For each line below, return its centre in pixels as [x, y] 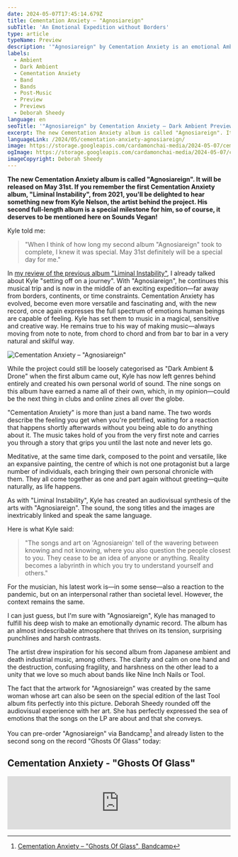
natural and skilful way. [41, 341]
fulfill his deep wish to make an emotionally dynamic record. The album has [118, 623]
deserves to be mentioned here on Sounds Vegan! [83, 216]
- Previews [30, 106]
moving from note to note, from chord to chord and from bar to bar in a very [118, 333]
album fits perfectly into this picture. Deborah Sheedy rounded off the [109, 703]
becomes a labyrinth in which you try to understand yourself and [119, 565]
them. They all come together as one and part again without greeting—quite [118, 479]
